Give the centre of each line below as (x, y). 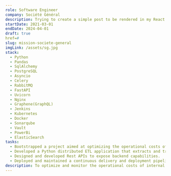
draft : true (18, 33)
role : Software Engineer (32, 10)
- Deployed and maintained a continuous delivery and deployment (81, 161)
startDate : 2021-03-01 (29, 24)
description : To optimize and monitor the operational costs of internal (85, 165)
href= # (12, 39)
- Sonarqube (23, 123)
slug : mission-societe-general (38, 43)
